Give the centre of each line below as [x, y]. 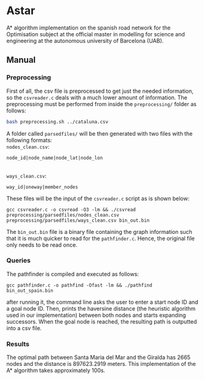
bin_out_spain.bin [30, 290]
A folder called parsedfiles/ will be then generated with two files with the [100, 133]
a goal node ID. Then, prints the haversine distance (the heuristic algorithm [101, 308]
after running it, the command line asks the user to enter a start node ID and [102, 302]
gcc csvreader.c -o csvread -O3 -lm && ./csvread [71, 209]
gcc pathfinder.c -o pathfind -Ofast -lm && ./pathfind [79, 285]
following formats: [29, 140]
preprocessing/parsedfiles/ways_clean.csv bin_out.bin [78, 220]
